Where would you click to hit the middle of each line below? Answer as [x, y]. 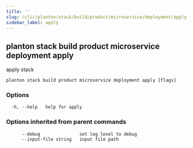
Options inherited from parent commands [66, 122]
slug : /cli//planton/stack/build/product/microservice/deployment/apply [96, 17]
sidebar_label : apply [32, 22]
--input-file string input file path [70, 139]
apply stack [20, 70]
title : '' [18, 11]
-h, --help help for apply [47, 107]
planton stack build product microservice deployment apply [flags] [91, 80]
